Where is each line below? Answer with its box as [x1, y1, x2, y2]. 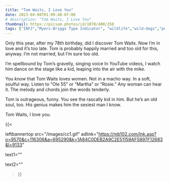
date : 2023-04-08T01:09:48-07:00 [5, 12, 76, 17]
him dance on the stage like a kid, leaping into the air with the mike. [5, 66, 146, 72]
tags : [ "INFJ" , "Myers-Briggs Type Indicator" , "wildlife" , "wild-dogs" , [5, 26, 159, 31]
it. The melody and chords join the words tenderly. [5, 86, 110, 93]
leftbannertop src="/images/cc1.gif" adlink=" [5, 131, 99, 137]
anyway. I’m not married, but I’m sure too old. [5, 51, 100, 57]
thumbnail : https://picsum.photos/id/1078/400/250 [5, 21, 114, 27]
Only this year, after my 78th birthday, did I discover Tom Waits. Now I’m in [5, 40, 160, 46]
